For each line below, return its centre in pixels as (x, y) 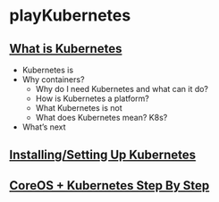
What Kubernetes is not (79, 108)
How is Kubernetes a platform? (92, 98)
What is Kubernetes (66, 49)
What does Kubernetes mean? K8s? (101, 118)
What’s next (44, 127)
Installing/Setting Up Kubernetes (103, 155)
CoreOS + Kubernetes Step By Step (109, 185)
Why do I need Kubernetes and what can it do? (122, 89)
